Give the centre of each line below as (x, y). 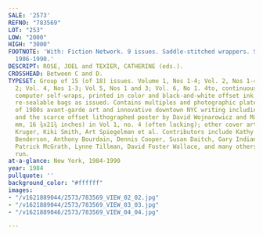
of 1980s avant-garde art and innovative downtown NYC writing (120, 110)
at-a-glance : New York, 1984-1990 (65, 161)
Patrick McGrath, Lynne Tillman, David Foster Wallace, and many (124, 146)
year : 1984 (26, 168)
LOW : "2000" (27, 37)
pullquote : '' (31, 176)
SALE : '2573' (29, 15)
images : (21, 190)
